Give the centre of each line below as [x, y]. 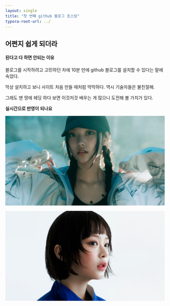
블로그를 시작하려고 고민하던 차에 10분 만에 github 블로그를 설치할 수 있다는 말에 [84, 70]
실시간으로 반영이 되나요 [29, 108]
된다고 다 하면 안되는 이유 [30, 58]
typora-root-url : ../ [28, 21]
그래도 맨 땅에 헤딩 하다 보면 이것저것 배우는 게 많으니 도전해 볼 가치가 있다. [79, 98]
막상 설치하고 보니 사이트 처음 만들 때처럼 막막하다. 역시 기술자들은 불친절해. [80, 87]
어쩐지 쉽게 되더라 [31, 44]
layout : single [21, 11]
